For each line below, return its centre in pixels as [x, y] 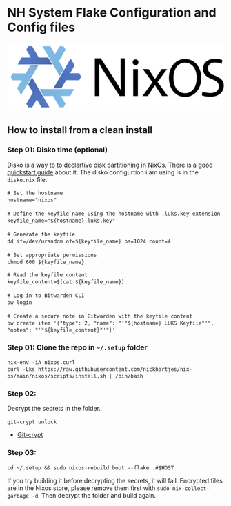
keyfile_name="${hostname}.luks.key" [61, 221]
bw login [20, 302]
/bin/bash [129, 376]
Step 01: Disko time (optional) [58, 150]
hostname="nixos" [32, 200]
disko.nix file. [27, 179]
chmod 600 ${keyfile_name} [46, 262]
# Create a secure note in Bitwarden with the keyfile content [100, 316]
